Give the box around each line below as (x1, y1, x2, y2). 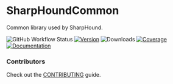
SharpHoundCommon (6, 4, 119, 18)
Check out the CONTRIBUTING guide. (6, 71, 102, 79)
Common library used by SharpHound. (6, 24, 104, 31)
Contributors (6, 57, 46, 66)
